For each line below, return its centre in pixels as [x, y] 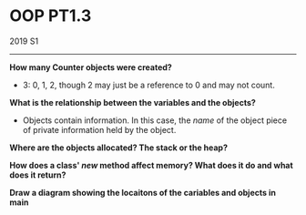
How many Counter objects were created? [91, 67]
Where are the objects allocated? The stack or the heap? [119, 148]
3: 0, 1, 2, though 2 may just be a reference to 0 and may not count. [148, 85]
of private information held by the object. [99, 129]
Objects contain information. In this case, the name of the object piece [155, 120]
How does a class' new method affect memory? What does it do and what [151, 165]
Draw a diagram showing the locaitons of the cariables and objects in [143, 192]
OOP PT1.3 [51, 16]
